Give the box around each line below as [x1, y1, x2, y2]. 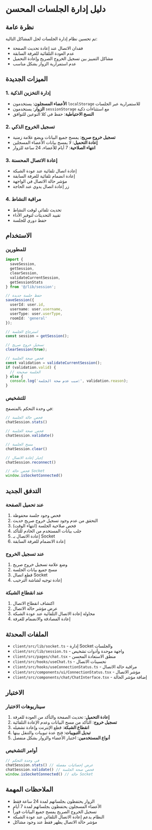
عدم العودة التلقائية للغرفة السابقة [12, 50, 75, 56]
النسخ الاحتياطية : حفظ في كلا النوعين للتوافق [12, 111, 94, 117]
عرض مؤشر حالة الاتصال [12, 605, 58, 611]
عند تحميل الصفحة [5, 501, 44, 508]
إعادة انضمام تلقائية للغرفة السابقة [12, 173, 75, 179]
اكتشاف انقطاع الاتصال [12, 601, 55, 606]
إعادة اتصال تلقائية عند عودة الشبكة [12, 168, 77, 174]
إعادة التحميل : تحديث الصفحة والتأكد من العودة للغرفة [12, 714, 109, 720]
